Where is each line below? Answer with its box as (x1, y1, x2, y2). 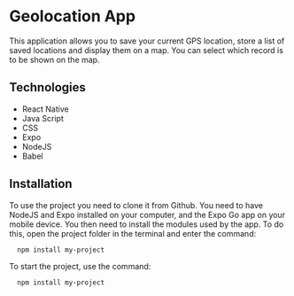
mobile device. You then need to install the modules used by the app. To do (9, 219, 284, 230)
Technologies (9, 80, 87, 95)
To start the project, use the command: (9, 261, 151, 272)
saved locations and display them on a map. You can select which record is (9, 44, 283, 55)
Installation (9, 176, 73, 191)
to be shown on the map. (9, 54, 100, 65)
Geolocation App (9, 6, 135, 27)
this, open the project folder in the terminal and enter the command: (9, 228, 257, 238)
